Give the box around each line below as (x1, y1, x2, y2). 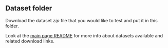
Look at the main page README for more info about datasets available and (5, 32, 163, 38)
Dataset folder (5, 4, 52, 13)
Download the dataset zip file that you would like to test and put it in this (5, 17, 158, 23)
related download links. (5, 38, 55, 44)
